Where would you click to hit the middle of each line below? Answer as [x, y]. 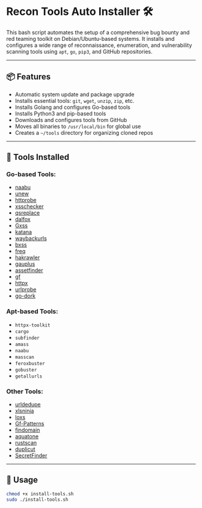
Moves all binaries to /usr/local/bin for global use [78, 126]
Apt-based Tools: [32, 311]
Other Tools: [25, 391]
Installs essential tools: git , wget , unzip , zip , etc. [75, 100]
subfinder [27, 338]
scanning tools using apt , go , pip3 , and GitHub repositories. [79, 51]
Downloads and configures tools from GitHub [71, 120]
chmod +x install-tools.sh [40, 494]
